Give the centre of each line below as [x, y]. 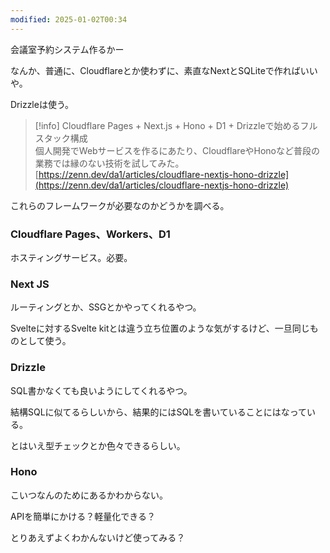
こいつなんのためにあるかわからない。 [89, 495]
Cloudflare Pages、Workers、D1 [90, 234]
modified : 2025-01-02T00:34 [69, 19]
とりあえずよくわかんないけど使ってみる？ [98, 537]
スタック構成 [61, 138]
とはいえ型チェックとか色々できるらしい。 [98, 445]
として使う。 [45, 341]
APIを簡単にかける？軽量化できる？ [83, 516]
